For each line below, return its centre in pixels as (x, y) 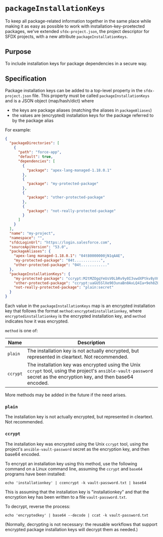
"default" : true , (35, 157)
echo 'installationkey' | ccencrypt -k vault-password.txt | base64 (76, 483)
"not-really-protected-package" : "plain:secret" (64, 288)
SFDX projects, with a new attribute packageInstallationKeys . (66, 36)
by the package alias (33, 120)
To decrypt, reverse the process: (38, 506)
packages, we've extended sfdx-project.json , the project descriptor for (77, 31)
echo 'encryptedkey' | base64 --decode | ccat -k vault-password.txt (77, 515)
